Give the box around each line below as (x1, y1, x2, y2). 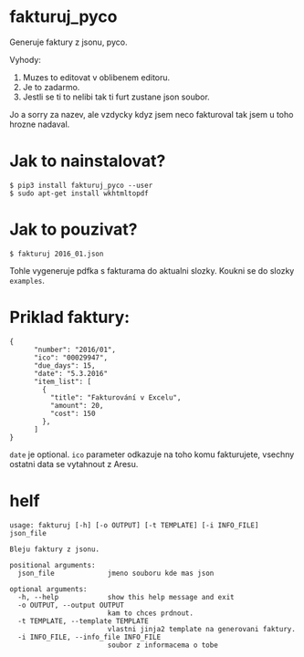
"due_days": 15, (33, 360, 96, 370)
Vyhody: (9, 54, 41, 65)
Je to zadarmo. (22, 81, 80, 92)
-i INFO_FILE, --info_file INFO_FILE (17, 632, 162, 641)
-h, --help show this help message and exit (17, 592, 235, 601)
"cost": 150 (49, 409, 96, 418)
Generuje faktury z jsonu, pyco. (9, 36, 128, 47)
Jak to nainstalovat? (9, 151, 166, 172)
